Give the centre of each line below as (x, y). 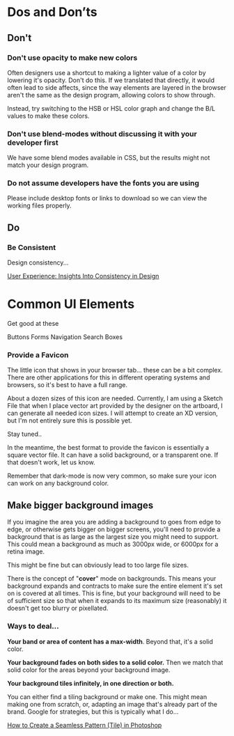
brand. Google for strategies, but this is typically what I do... (93, 712)
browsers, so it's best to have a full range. (67, 385)
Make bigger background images (80, 505)
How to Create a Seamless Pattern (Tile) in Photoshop (85, 725)
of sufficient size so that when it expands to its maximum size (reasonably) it (117, 601)
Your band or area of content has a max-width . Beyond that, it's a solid (110, 641)
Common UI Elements (71, 304)
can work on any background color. (58, 483)
